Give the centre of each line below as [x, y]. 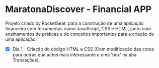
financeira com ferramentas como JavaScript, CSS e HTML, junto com [78, 28]
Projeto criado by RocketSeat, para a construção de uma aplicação [74, 23]
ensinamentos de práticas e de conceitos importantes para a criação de [80, 34]
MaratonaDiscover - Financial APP [78, 9]
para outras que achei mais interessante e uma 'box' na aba [74, 55]
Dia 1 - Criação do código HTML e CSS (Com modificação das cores [83, 49]
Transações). [26, 60]
